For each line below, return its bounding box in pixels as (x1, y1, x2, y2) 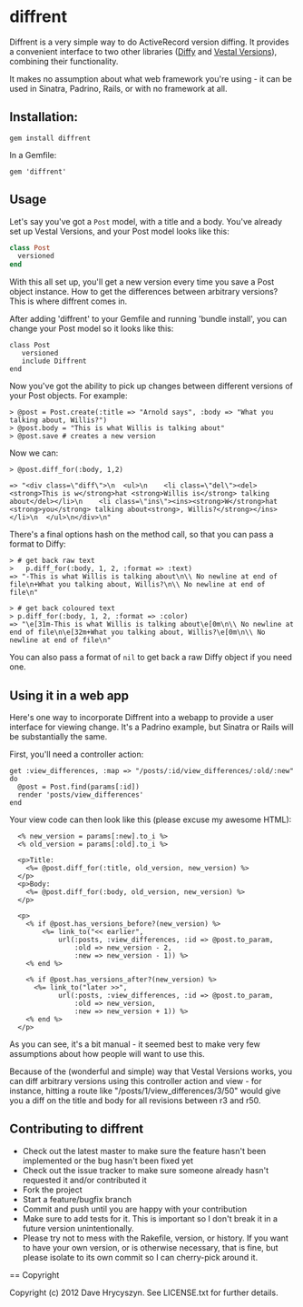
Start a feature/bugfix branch (22, 1193, 132, 1204)
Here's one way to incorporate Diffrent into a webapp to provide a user (9, 712, 274, 722)
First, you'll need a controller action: (9, 749, 144, 759)
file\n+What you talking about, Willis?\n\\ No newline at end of (9, 580, 266, 589)
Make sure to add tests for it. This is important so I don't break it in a (22, 1212, 279, 1224)
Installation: (9, 109, 79, 125)
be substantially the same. (9, 731, 108, 742)
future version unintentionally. (22, 1222, 134, 1233)
